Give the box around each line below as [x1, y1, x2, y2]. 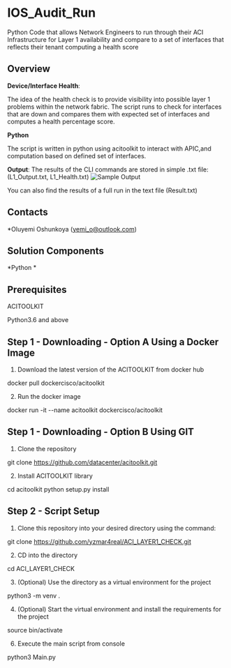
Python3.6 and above [7, 316, 69, 324]
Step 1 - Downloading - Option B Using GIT [7, 426, 194, 438]
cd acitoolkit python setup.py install [7, 485, 110, 493]
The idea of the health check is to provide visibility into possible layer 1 [7, 95, 211, 103]
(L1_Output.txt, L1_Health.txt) [7, 172, 89, 181]
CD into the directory [17, 551, 78, 559]
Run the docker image [17, 393, 82, 400]
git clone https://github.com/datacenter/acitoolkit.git [7, 458, 158, 466]
